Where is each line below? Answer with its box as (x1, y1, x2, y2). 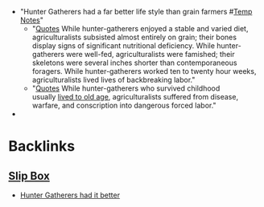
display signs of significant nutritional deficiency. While (31, 41, 216, 51)
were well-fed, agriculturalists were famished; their (65, 50, 235, 59)
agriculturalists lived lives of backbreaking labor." (31, 75, 196, 84)
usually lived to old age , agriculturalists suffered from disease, (31, 92, 239, 101)
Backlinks (8, 137, 76, 156)
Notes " (19, 15, 44, 25)
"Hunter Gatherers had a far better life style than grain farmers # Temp (19, 7, 253, 16)
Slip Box (8, 168, 50, 183)
